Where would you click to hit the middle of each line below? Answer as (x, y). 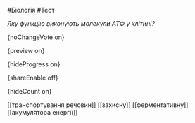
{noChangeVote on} (36, 37)
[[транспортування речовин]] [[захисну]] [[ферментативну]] (98, 105)
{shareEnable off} (33, 78)
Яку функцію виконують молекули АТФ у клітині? (81, 23)
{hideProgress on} (34, 64)
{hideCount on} (30, 91)
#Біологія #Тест (31, 10)
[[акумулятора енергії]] (43, 112)
